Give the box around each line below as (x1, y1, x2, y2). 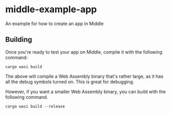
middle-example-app (5, 4, 97, 15)
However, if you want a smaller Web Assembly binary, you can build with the (5, 88, 166, 95)
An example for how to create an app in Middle (5, 20, 104, 27)
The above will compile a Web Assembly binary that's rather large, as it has (5, 73, 163, 79)
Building (5, 35, 32, 44)
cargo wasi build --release (5, 104, 65, 109)
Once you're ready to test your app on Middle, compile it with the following (5, 49, 162, 55)
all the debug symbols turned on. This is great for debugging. (5, 78, 134, 85)
